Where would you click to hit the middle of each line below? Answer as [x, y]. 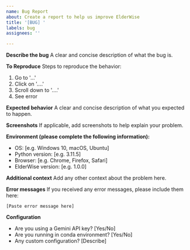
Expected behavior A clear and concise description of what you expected [95, 108]
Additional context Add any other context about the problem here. [86, 178]
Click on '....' [29, 84]
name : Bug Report [27, 11]
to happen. [19, 114]
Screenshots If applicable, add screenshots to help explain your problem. [95, 125]
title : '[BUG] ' [26, 22]
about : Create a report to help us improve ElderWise [73, 17]
